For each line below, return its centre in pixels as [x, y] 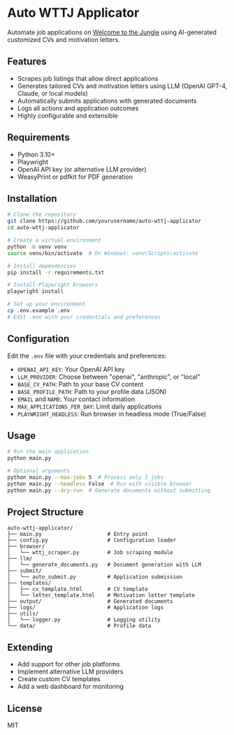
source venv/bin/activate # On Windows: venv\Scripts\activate [103, 253]
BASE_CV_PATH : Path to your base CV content [80, 384]
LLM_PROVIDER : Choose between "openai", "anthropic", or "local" [109, 377]
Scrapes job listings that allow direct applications [88, 78]
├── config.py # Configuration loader [92, 540]
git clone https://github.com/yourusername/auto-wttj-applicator [104, 221]
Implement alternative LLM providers [70, 671]
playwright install [36, 291]
